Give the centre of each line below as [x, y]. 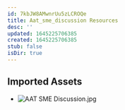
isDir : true [25, 54]
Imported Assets [45, 82]
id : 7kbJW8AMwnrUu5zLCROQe [47, 14]
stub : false [25, 47]
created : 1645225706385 [42, 40]
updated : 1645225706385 [42, 33]
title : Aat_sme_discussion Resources [63, 20]
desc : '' [20, 27]
